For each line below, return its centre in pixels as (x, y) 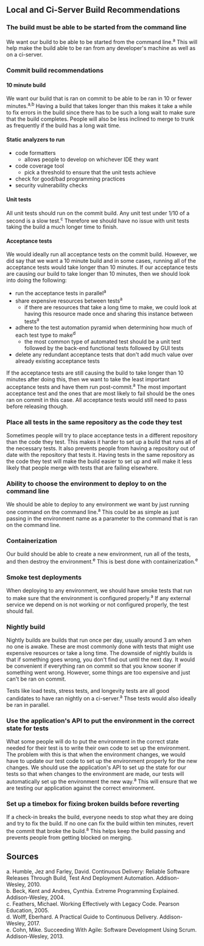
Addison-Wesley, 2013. (35, 936)
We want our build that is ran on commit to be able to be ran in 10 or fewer (99, 99)
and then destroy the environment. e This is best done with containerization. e (102, 561)
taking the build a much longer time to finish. (62, 227)
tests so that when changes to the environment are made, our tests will (95, 774)
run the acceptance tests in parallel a (61, 293)
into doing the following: (37, 281)
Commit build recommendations (55, 71)
